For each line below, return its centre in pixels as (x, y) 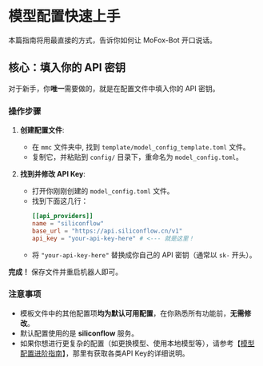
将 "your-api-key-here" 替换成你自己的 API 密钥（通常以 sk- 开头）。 (144, 255)
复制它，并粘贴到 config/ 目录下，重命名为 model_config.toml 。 (137, 157)
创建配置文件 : (42, 130)
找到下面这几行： (60, 201)
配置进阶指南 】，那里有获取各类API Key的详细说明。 (104, 353)
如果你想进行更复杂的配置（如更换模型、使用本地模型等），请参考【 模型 (137, 343)
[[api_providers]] (62, 217)
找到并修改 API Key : (52, 174)
